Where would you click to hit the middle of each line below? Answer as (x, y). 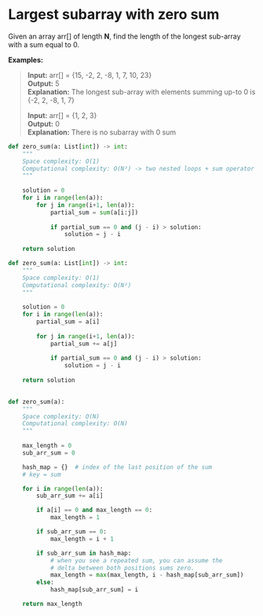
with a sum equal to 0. (44, 44)
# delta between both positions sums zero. (122, 568)
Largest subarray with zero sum (114, 15)
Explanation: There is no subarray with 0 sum (102, 132)
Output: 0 (44, 124)
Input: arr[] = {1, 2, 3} (62, 115)
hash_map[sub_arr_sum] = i (94, 590)
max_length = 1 (75, 518)
